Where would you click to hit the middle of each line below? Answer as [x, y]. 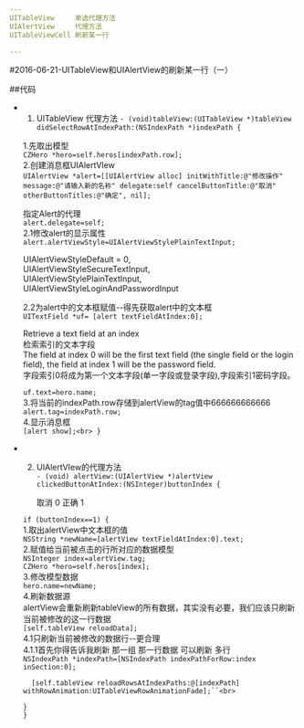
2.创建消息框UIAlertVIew [69, 165]
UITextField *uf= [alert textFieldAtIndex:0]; [113, 317]
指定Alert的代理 [52, 214]
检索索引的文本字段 [59, 344]
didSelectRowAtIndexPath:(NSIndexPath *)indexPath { [139, 128]
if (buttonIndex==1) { [66, 520]
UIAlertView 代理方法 [56, 26]
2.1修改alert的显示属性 [64, 233]
